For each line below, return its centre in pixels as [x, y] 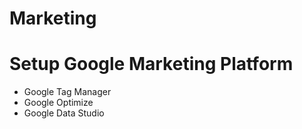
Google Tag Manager [67, 92]
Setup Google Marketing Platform [151, 64]
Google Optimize [58, 103]
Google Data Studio [64, 113]
